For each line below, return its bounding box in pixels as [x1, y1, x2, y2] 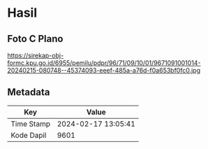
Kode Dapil [10, 130, 47, 140]
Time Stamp [10, 119, 51, 129]
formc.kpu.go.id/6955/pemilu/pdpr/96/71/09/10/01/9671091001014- [7, 59, 201, 67]
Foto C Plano [7, 33, 64, 45]
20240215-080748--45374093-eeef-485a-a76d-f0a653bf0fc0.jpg [7, 66, 201, 74]
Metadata [7, 86, 50, 99]
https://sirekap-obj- [7, 51, 64, 59]
